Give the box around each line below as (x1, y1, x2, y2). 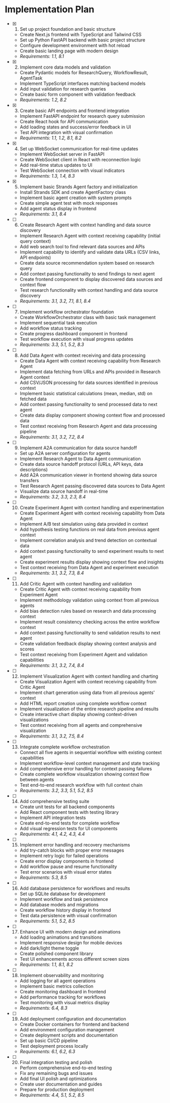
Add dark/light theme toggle (19, 945, 80, 951)
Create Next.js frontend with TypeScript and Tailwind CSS (19, 31, 141, 37)
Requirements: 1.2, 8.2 (19, 96, 67, 103)
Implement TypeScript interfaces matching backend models (19, 80, 146, 86)
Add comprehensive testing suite (19, 798, 90, 804)
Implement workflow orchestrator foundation (19, 309, 114, 315)
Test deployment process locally (19, 1043, 88, 1049)
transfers (19, 477, 39, 483)
